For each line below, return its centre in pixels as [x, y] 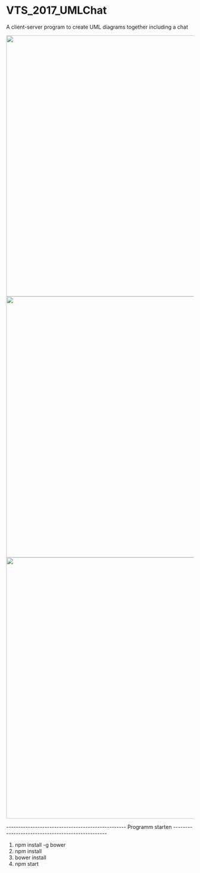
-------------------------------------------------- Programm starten [89, 826]
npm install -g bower [40, 844]
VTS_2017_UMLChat [57, 10]
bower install [30, 857]
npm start [26, 863]
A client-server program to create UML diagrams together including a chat [97, 27]
